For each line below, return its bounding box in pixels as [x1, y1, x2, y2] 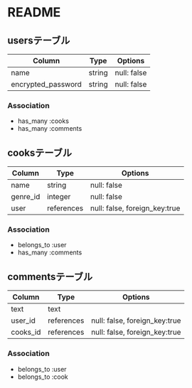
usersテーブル [7, 34, 70, 46]
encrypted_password [11, 80, 82, 89]
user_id [11, 316, 36, 325]
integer [47, 192, 71, 202]
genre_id [11, 192, 41, 202]
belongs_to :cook [17, 372, 69, 381]
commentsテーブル [7, 271, 93, 283]
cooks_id [11, 328, 41, 338]
